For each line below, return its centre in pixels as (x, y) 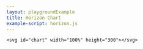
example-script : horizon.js (42, 23)
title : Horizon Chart (34, 18)
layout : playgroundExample (41, 12)
